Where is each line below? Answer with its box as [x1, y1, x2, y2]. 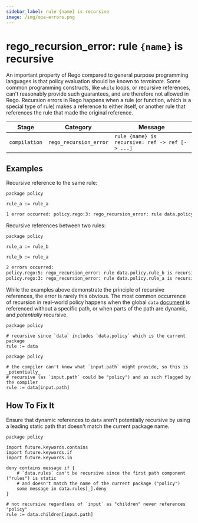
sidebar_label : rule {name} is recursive [6, 8, 110, 15]
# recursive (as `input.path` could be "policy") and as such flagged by [6, 374, 192, 380]
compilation [9, 139, 43, 146]
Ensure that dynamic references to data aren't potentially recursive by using [6, 416, 190, 423]
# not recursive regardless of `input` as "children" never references [6, 501, 186, 507]
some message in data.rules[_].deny [16, 485, 107, 492]
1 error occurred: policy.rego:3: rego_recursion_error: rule [6, 211, 162, 217]
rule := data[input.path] [6, 384, 70, 390]
